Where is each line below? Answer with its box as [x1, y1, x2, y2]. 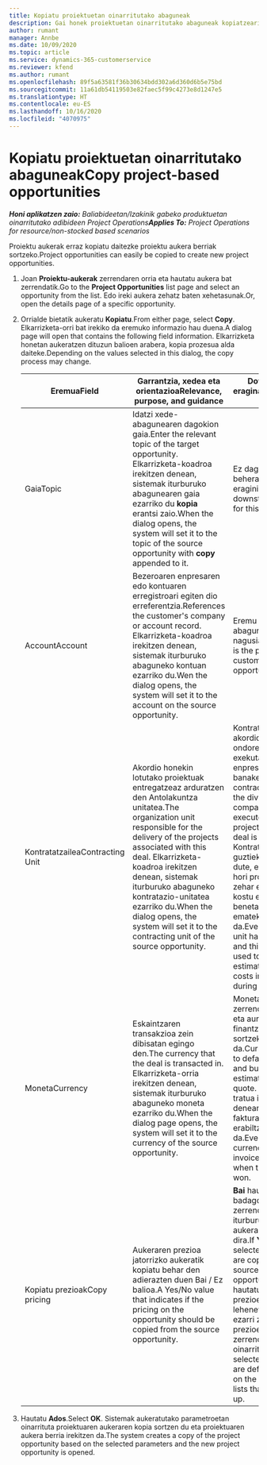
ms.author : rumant [9, 71, 70, 79]
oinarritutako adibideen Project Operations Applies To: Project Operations [9, 218, 250, 227]
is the [233, 645, 254, 656]
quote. [233, 1082, 257, 1093]
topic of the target [132, 438, 200, 449]
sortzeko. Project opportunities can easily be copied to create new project [9, 249, 249, 259]
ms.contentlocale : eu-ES [9, 100, 91, 108]
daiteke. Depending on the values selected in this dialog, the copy [20, 348, 235, 357]
